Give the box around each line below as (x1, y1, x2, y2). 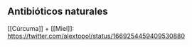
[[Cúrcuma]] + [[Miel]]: (7, 24, 75, 32)
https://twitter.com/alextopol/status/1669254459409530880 (7, 32, 186, 40)
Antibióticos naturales (7, 6, 108, 18)
